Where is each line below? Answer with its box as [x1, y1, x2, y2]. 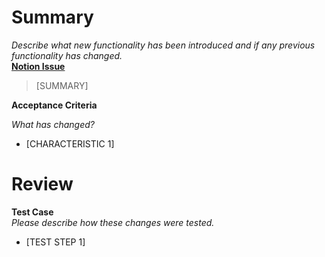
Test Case [11, 206, 54, 218]
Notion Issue [11, 60, 66, 72]
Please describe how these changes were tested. [11, 216, 215, 228]
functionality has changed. [11, 49, 123, 61]
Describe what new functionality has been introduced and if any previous [11, 39, 316, 51]
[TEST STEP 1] [25, 236, 86, 248]
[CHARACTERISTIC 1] [25, 137, 115, 150]
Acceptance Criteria [11, 99, 98, 111]
